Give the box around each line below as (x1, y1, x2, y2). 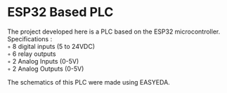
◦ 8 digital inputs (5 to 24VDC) (7, 42, 96, 50)
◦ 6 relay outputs (7, 50, 56, 58)
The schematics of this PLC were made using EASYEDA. (7, 78, 170, 86)
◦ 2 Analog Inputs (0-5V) (7, 57, 79, 65)
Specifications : (7, 34, 53, 43)
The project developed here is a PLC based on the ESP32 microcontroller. (7, 27, 221, 36)
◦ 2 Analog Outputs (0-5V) (7, 64, 84, 73)
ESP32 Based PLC (7, 4, 114, 20)
